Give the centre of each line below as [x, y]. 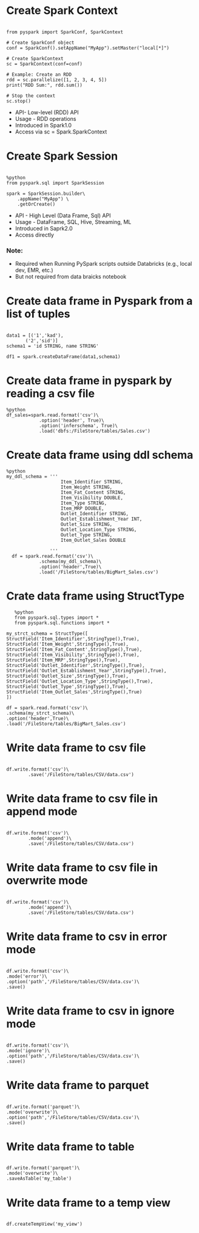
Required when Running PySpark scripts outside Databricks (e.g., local [103, 264]
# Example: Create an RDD [39, 74]
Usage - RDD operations [46, 118]
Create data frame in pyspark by [89, 381]
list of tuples [38, 314]
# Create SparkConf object [40, 42]
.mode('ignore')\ [28, 1050]
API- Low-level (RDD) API [47, 112]
